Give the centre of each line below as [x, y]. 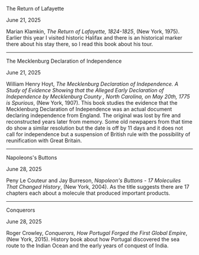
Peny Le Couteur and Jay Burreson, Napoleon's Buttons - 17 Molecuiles [94, 180]
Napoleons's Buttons [32, 157]
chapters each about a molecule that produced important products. [88, 193]
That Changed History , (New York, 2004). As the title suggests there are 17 [98, 187]
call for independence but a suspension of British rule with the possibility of [98, 134]
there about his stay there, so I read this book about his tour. [80, 44]
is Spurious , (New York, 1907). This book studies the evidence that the [92, 103]
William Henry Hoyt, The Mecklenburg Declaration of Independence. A [92, 84]
